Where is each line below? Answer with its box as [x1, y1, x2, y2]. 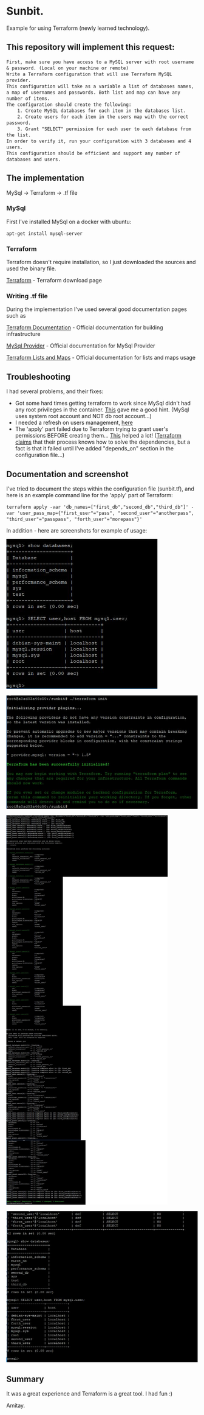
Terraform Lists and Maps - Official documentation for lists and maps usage [6, 354, 196, 362]
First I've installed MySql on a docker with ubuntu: [6, 218, 132, 225]
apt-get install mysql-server [6, 230, 83, 237]
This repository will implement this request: [6, 42, 175, 52]
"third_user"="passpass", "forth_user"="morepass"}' [6, 516, 143, 523]
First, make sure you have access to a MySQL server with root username [6, 59, 194, 65]
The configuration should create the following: [6, 102, 132, 108]
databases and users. [6, 156, 61, 162]
